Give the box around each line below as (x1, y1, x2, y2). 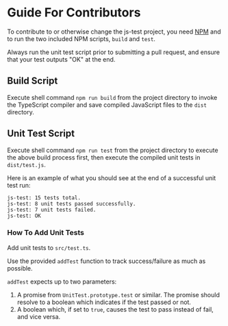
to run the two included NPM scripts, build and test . (7, 34, 156, 42)
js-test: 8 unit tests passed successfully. (7, 200, 136, 207)
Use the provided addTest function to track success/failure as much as (7, 257, 206, 265)
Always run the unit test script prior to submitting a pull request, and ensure (7, 48, 220, 56)
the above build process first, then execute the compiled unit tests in (7, 153, 201, 162)
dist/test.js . (7, 160, 46, 168)
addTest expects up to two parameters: (7, 277, 117, 286)
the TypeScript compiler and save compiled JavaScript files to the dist (7, 101, 207, 109)
